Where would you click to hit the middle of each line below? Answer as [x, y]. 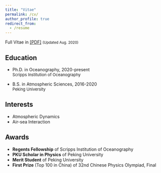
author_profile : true [27, 19]
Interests [19, 105]
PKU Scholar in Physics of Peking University [58, 154]
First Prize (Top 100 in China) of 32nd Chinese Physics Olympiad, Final [84, 165]
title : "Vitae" [21, 10]
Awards [17, 137]
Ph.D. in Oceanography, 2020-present [51, 69]
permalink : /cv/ [22, 14]
